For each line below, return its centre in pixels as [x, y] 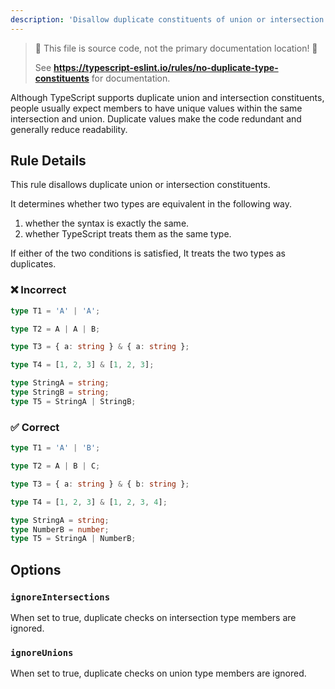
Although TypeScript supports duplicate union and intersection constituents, [167, 97]
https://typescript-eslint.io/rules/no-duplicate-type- [166, 67]
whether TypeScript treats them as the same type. [128, 234]
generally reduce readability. [69, 129]
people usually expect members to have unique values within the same [156, 108]
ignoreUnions [42, 652]
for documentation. [131, 78]
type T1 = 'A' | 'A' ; [55, 311]
